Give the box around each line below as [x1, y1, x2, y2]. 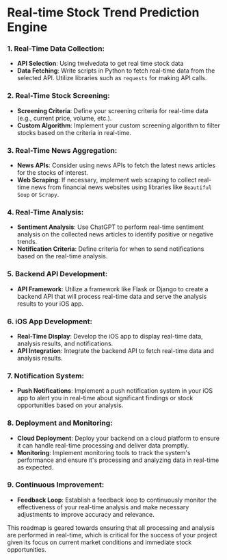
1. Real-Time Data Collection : [7, 44, 105, 53]
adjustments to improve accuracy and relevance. [16, 510, 155, 518]
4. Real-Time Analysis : [7, 208, 84, 217]
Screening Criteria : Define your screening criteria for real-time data [16, 106, 209, 114]
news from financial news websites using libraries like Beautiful [31, 183, 212, 191]
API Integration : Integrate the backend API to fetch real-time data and [16, 346, 214, 354]
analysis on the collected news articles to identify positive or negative [16, 230, 214, 239]
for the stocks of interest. [16, 169, 89, 177]
